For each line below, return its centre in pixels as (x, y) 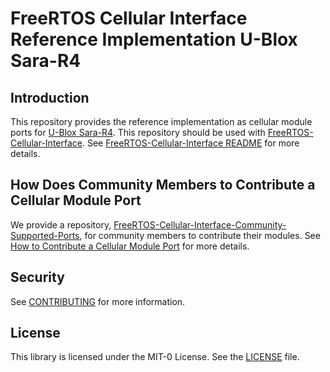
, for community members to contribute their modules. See (200, 235)
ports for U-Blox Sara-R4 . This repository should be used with (138, 132)
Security (37, 277)
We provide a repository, (61, 224)
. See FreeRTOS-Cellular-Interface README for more (190, 143)
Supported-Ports (45, 235)
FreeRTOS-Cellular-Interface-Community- (200, 224)
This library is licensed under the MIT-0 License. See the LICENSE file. (155, 357)
